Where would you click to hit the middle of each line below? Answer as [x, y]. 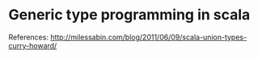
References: [28, 37]
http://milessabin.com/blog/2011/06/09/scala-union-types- [148, 37]
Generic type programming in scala [129, 15]
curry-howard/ [33, 45]
